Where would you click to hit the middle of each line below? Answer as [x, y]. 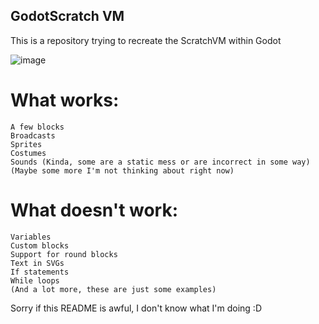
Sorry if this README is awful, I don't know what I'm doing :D [136, 308]
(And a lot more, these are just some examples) [113, 289]
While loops [35, 280]
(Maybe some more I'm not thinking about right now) [122, 170]
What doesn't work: [94, 210]
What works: [65, 100]
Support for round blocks [64, 254]
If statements [40, 272]
